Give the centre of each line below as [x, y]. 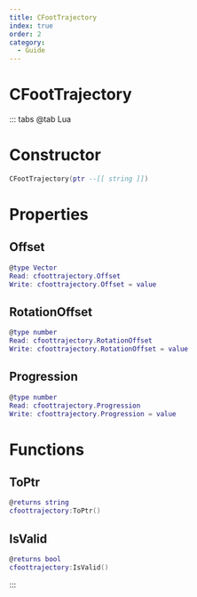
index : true [31, 26]
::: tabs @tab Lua [40, 119]
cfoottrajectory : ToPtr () [55, 511]
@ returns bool [35, 559]
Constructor [55, 155]
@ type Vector [33, 268]
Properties [49, 215]
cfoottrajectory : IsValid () [59, 567]
